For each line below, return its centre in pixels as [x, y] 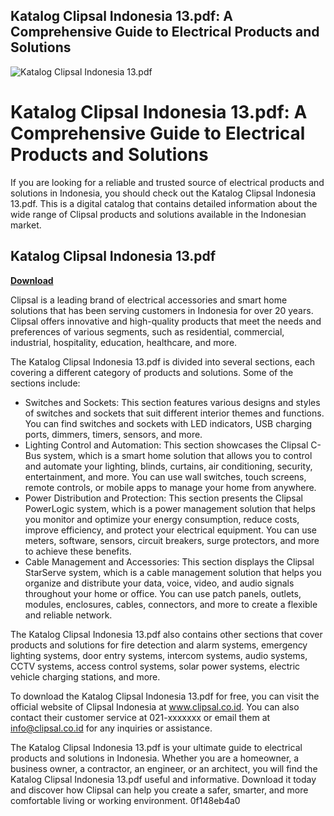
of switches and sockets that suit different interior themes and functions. [174, 413]
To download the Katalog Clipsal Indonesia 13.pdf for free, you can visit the [165, 696]
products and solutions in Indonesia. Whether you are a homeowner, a [155, 758]
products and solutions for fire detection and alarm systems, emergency [159, 645]
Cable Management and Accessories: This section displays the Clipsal [169, 561]
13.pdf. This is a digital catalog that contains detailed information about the [164, 203]
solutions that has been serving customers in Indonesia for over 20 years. [162, 310]
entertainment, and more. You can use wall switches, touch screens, [165, 476]
